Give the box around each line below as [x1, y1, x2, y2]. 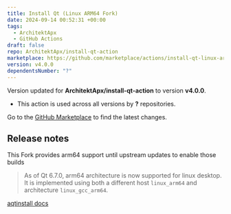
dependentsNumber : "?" [7, 67, 72, 74]
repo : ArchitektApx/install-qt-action [7, 49, 118, 56]
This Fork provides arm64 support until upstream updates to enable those [7, 151, 217, 159]
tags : [7, 23, 23, 29]
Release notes [7, 132, 69, 144]
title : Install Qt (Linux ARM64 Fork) [7, 10, 118, 17]
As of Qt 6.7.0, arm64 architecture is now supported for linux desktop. [23, 171, 222, 180]
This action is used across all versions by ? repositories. [16, 99, 176, 108]
